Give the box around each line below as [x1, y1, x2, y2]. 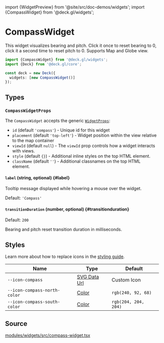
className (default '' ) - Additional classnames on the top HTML [12, 158, 141, 164]
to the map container [12, 138, 55, 143]
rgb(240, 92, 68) [111, 290, 152, 296]
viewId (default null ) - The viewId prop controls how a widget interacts [12, 143, 155, 149]
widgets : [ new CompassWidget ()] [9, 75, 76, 80]
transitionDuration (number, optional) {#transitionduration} [5, 206, 129, 212]
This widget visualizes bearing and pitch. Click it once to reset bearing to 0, [5, 43, 157, 48]
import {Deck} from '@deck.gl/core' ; [5, 62, 82, 66]
